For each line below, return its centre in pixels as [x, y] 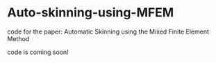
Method [18, 38]
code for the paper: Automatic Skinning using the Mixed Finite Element [108, 32]
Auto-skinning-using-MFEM [91, 13]
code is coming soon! [38, 52]
